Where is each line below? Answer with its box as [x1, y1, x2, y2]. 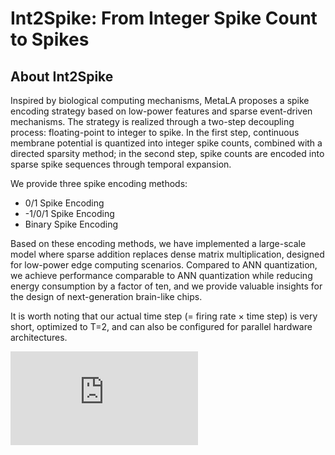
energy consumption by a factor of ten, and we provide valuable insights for [10, 280, 323, 292]
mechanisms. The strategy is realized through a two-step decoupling [10, 116, 295, 127]
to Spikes [10, 28, 90, 51]
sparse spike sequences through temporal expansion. [10, 158, 232, 170]
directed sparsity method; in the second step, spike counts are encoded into [10, 148, 325, 159]
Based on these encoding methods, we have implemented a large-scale [10, 238, 307, 249]
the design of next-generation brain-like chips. [10, 291, 203, 302]
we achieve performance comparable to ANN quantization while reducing [10, 270, 313, 281]
